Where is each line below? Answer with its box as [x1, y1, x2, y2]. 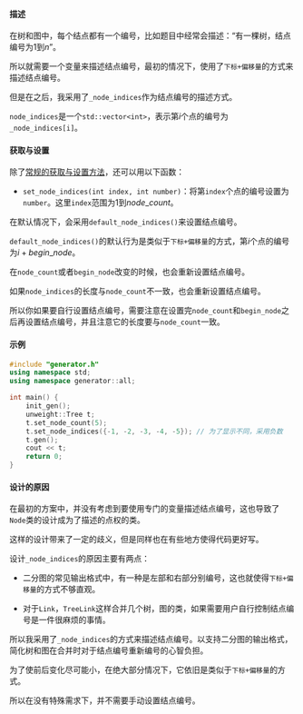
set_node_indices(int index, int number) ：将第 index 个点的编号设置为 [22, 186, 289, 197]
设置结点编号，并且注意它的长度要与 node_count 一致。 [24, 316, 225, 327]
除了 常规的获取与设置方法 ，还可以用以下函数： [9, 166, 184, 177]
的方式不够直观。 [35, 584, 101, 595]
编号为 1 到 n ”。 [9, 42, 62, 53]
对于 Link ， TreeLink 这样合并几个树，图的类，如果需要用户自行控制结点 [22, 603, 287, 614]
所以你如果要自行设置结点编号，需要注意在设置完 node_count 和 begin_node [9, 305, 282, 316]
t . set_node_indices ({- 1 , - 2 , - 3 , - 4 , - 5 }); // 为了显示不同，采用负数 [25, 427, 283, 436]
